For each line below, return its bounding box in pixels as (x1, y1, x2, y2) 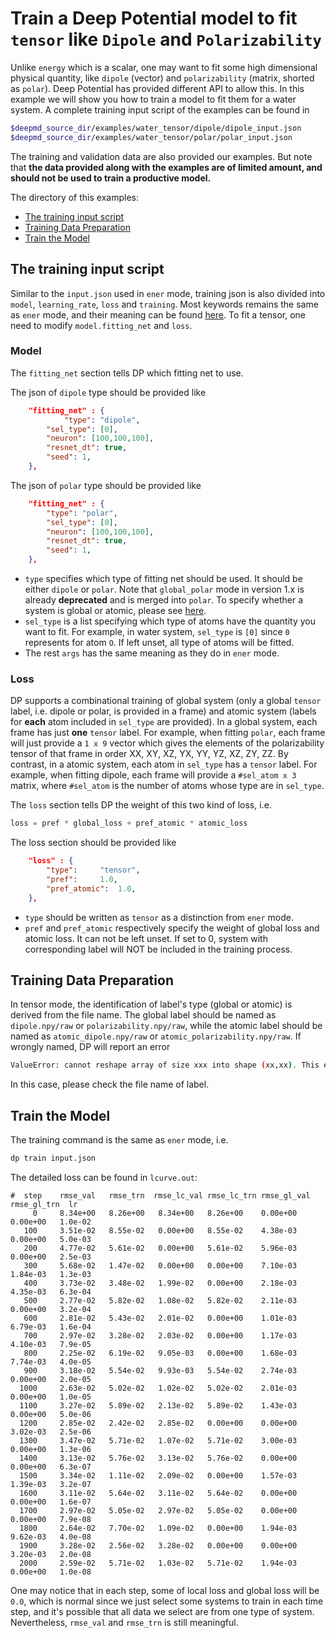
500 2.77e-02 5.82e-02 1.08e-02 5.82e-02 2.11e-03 (23, 1295, 298, 1306)
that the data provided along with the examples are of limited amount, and (10, 161, 323, 173)
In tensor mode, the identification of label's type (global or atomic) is (10, 998, 293, 1011)
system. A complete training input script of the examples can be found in (10, 103, 310, 116)
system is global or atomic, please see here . (24, 605, 207, 617)
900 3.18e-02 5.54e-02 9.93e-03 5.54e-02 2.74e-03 (23, 1365, 298, 1376)
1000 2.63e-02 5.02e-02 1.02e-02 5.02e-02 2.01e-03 (19, 1383, 298, 1393)
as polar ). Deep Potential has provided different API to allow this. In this (10, 82, 305, 94)
